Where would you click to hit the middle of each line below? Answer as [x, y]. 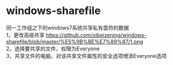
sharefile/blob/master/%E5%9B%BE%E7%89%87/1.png [75, 42]
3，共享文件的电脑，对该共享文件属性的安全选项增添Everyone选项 [86, 56]
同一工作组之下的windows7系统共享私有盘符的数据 [68, 28]
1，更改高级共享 [25, 35]
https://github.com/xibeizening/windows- [96, 35]
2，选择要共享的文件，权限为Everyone [53, 49]
